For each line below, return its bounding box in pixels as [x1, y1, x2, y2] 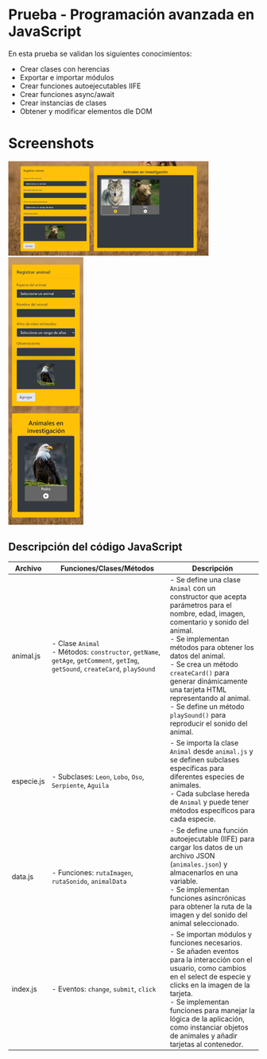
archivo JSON [169, 851, 215, 860]
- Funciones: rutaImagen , [51, 867, 133, 877]
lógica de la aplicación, [169, 1014, 245, 1023]
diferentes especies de [169, 772, 245, 781]
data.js [11, 872, 34, 882]
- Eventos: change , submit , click [51, 984, 157, 994]
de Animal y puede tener [169, 797, 250, 807]
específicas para [169, 764, 225, 773]
